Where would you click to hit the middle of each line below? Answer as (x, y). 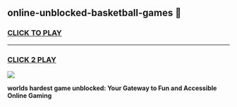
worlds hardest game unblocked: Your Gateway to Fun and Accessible (112, 88)
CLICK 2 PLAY (32, 59)
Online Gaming (30, 95)
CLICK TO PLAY (35, 33)
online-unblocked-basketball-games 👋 (95, 13)
